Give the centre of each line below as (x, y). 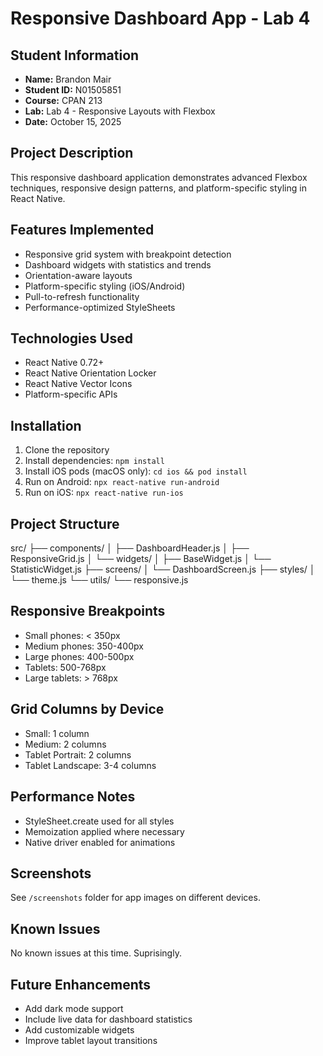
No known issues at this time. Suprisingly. (96, 953)
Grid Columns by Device (87, 709)
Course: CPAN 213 (63, 100)
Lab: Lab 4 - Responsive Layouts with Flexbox (120, 111)
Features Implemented (82, 230)
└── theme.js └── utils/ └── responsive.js (99, 580)
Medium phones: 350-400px (84, 646)
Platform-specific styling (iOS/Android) (105, 286)
